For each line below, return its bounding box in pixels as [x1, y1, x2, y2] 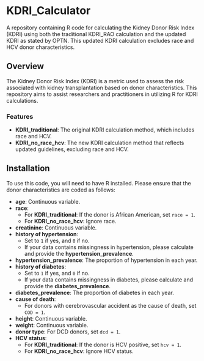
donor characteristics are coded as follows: [6, 186, 115, 193]
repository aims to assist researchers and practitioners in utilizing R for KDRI [6, 90, 199, 98]
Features [6, 112, 34, 121]
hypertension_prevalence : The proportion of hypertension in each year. [15, 256, 198, 264]
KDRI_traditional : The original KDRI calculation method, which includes [15, 126, 195, 133]
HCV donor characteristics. [6, 43, 75, 51]
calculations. [6, 97, 38, 104]
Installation [6, 163, 50, 174]
